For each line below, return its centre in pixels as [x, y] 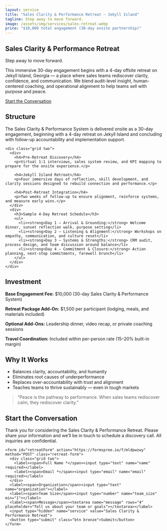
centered [14, 86]
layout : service [22, 10]
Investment [23, 282]
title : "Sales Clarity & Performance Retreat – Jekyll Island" [72, 14]
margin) [13, 344]
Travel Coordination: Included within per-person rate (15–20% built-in [77, 339]
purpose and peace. [26, 91]
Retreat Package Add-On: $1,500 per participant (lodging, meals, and [77, 309]
